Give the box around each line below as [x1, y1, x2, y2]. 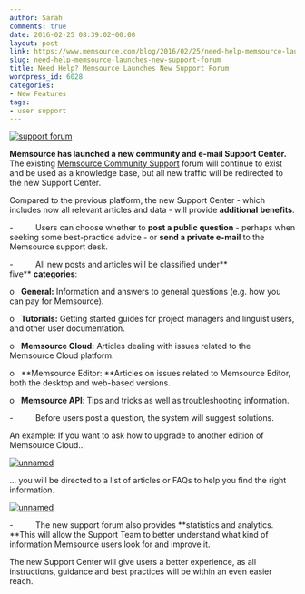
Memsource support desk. [9, 241, 109, 252]
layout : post [9, 38, 59, 48]
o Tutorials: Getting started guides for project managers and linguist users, [9, 314, 295, 325]
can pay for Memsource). [9, 296, 104, 307]
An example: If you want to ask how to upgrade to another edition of [9, 430, 265, 441]
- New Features [9, 89, 67, 98]
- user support [9, 106, 67, 115]
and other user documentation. [9, 323, 125, 334]
